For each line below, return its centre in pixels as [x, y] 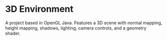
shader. [13, 33]
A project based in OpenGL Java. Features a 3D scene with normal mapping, [84, 23]
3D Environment [39, 9]
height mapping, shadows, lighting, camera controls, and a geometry [76, 28]
